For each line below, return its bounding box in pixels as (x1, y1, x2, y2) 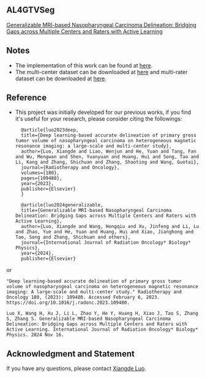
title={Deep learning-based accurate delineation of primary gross (21, 132, 197, 138)
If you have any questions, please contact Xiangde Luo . (6, 365, 147, 372)
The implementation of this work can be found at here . (15, 61, 153, 69)
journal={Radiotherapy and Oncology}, (21, 165, 120, 171)
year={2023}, (21, 181, 54, 187)
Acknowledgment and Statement (6, 349, 135, 359)
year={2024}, (21, 251, 54, 257)
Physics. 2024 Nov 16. (6, 332, 64, 338)
